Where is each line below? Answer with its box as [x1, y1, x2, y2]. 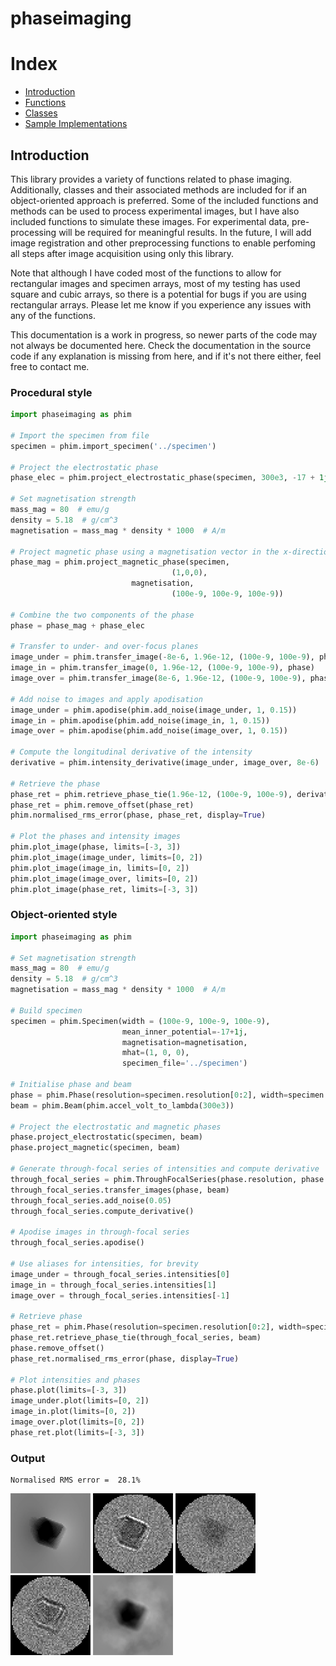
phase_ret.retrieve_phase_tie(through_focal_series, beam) [10, 1333, 262, 1343]
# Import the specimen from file [10, 430, 150, 441]
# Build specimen [10, 1005, 83, 1016]
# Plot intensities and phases [10, 1375, 141, 1385]
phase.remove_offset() [10, 1343, 105, 1353]
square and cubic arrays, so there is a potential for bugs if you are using [10, 288, 307, 300]
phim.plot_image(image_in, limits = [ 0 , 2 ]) [10, 863, 190, 873]
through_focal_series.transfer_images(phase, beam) [10, 1185, 230, 1195]
